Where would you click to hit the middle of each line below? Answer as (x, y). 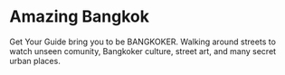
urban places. (35, 61)
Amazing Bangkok (80, 17)
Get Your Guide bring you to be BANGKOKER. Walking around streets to (142, 42)
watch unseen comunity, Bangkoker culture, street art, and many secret (143, 51)
